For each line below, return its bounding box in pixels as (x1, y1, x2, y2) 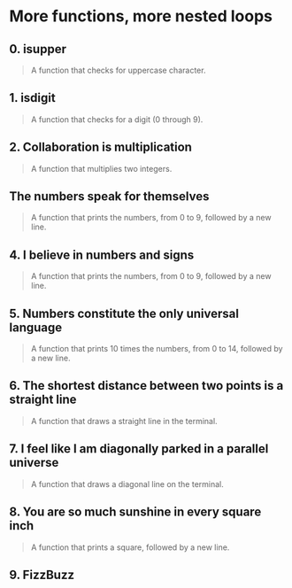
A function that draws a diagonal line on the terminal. (30, 478, 224, 489)
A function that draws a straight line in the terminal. (30, 415, 219, 426)
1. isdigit (9, 90, 56, 105)
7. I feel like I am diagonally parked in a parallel (9, 441, 269, 457)
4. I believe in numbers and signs (9, 247, 195, 262)
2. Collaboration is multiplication (9, 140, 193, 155)
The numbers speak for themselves (9, 189, 210, 205)
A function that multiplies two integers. (30, 163, 173, 174)
